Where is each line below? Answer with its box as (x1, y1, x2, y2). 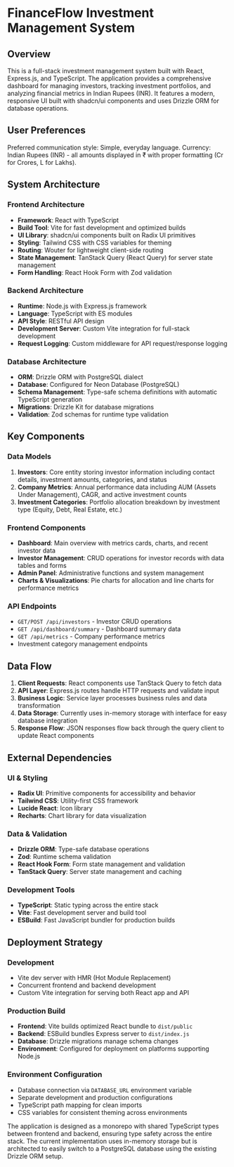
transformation (17, 701, 61, 710)
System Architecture (7, 178, 100, 191)
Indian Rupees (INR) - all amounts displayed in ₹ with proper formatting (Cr (7, 150, 223, 159)
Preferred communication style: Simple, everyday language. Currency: (7, 143, 211, 152)
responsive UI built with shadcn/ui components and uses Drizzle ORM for (7, 97, 219, 105)
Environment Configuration (7, 1070, 103, 1080)
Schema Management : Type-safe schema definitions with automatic (17, 388, 218, 396)
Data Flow (7, 660, 52, 672)
